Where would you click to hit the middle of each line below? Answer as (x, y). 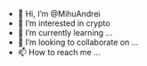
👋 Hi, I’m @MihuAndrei (59, 14)
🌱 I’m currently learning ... (65, 33)
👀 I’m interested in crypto (64, 23)
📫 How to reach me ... (59, 52)
